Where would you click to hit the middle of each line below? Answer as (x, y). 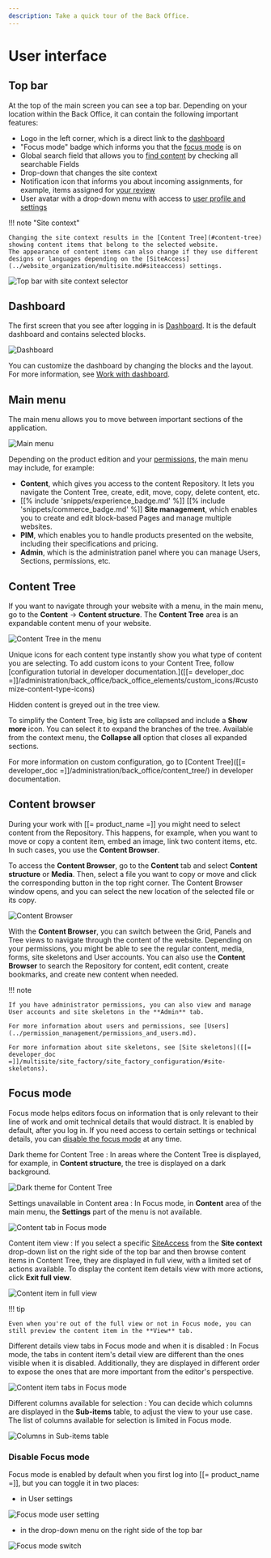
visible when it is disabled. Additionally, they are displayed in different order (134, 1363)
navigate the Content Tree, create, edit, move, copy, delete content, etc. (140, 492)
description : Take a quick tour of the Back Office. (99, 16)
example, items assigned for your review (88, 189)
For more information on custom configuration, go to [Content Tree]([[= (127, 762)
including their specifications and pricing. (89, 544)
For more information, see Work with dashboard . (89, 374)
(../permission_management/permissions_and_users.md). (103, 1033)
